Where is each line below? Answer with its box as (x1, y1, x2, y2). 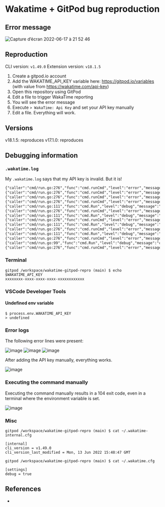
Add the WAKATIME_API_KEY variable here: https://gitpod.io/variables (12, 78, 155, 84)
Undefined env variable (5, 300, 54, 306)
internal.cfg (5, 433, 32, 438)
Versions (5, 124, 33, 133)
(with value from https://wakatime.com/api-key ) (12, 83, 109, 89)
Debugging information (5, 151, 78, 160)
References (5, 485, 41, 493)
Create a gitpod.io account (12, 73, 66, 79)
